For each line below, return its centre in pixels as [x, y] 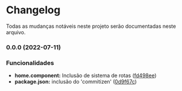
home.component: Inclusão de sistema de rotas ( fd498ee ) [85, 75]
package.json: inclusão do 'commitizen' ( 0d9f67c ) [76, 82]
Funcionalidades [30, 63]
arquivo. [16, 32]
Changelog [33, 10]
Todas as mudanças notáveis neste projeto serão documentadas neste [91, 26]
